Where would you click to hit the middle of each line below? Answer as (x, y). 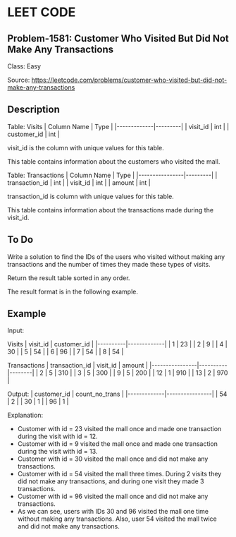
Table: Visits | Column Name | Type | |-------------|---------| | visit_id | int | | (118, 126)
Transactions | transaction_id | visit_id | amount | (77, 366)
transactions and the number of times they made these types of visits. (109, 264)
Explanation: (25, 415)
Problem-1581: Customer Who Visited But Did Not (118, 38)
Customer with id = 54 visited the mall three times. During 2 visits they (119, 474)
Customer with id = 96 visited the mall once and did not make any (113, 496)
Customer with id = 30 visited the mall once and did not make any (113, 459)
